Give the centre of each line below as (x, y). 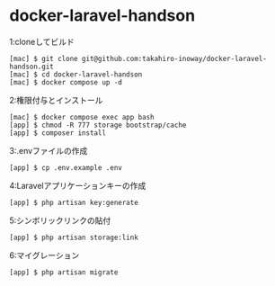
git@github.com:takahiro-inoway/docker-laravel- (174, 58)
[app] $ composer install (58, 133)
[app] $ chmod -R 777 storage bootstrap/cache (98, 125)
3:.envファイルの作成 (49, 150)
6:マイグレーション (44, 255)
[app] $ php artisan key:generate (74, 202)
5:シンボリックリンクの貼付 (60, 220)
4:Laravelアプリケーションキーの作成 (78, 185)
